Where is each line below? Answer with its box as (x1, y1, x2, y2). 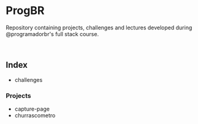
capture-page (14, 105, 50, 113)
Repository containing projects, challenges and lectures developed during (6, 24, 192, 31)
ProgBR (6, 4, 45, 18)
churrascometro (14, 112, 56, 119)
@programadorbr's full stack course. (6, 30, 99, 37)
